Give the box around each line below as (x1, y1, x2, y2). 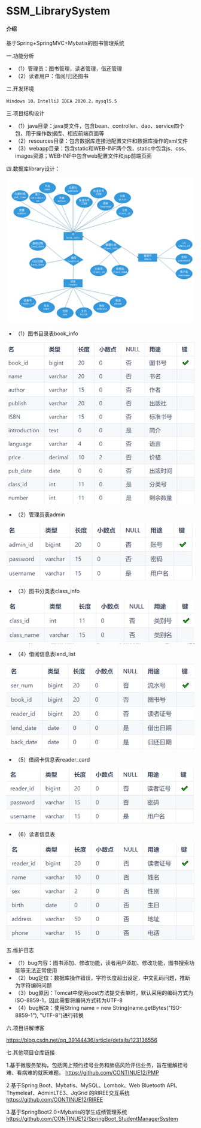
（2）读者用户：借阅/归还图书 (14, 73, 89, 80)
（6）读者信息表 (14, 831, 56, 838)
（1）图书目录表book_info (14, 330, 79, 337)
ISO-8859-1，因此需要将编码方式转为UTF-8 (14, 997, 123, 1004)
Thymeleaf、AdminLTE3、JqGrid (6, 1090, 88, 1097)
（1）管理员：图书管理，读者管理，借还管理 (14, 65, 123, 73)
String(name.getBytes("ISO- (112, 1004, 182, 1012)
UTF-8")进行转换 (42, 1012, 84, 1019)
